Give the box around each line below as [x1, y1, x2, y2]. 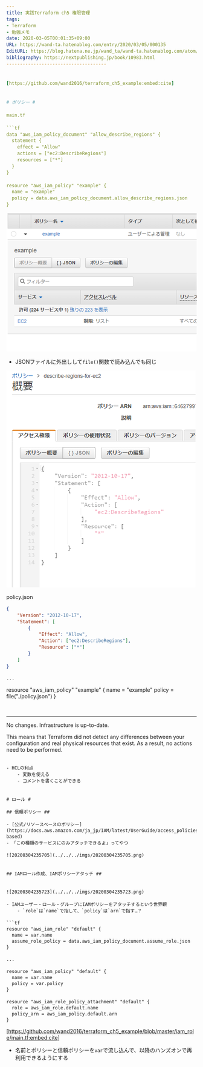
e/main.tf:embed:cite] [6, 1034, 60, 1041]
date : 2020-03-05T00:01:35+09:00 [6, 35, 91, 42]
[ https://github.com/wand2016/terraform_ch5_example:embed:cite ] [6, 80, 174, 86]
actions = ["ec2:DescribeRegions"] [17, 150, 107, 157]
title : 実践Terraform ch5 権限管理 [6, 10, 91, 16]
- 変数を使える [17, 771, 50, 777]
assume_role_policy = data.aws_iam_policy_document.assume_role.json [11, 938, 190, 944]
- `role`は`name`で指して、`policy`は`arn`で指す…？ [17, 908, 142, 914]
